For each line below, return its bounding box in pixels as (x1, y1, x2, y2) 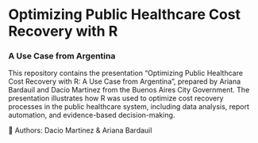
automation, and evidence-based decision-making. (8, 111, 175, 120)
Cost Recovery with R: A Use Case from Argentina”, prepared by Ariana (8, 77, 241, 86)
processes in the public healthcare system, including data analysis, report (8, 102, 250, 111)
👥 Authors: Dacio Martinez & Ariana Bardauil (8, 126, 152, 135)
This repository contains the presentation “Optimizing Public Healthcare (8, 69, 244, 78)
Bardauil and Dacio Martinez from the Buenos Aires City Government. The (8, 85, 250, 95)
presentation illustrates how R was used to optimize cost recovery (8, 93, 224, 103)
